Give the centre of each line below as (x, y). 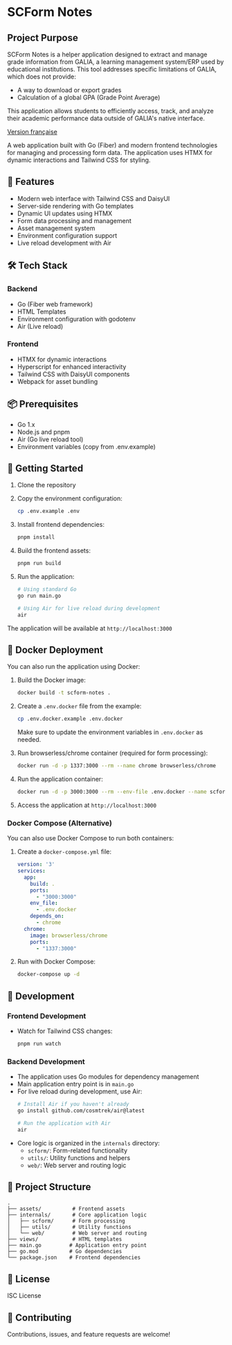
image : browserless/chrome (69, 936)
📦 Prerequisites (43, 404)
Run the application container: (60, 779)
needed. (29, 740)
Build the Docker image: (52, 680)
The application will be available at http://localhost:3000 (90, 628)
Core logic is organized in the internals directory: (89, 1143)
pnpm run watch (39, 1043)
